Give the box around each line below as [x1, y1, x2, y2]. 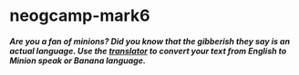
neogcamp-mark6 [9, 5, 150, 26]
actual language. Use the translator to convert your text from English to [9, 45, 287, 56]
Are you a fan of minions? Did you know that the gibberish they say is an [9, 35, 290, 46]
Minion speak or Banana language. [9, 55, 146, 66]
